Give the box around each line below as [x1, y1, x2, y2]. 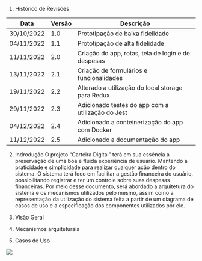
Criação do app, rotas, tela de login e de [77, 49, 191, 57]
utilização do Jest [77, 108, 127, 117]
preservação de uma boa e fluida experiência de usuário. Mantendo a [14, 158, 188, 164]
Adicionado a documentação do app [77, 135, 180, 144]
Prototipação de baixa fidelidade [77, 29, 170, 38]
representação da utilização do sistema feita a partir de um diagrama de [14, 195, 194, 203]
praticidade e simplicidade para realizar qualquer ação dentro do [14, 164, 176, 171]
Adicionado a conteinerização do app [77, 118, 183, 126]
